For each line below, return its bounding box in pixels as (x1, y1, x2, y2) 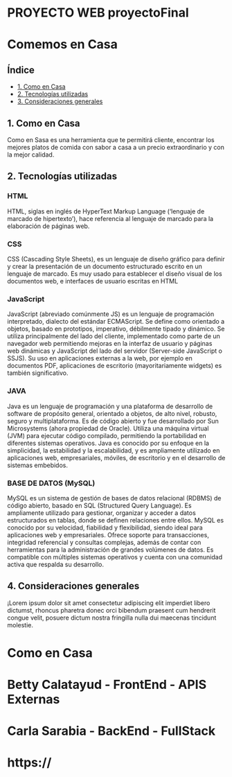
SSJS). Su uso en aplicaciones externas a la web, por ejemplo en (7, 354, 193, 363)
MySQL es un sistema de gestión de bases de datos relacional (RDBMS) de (7, 494, 222, 502)
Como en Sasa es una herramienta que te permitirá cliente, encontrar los (7, 136, 215, 143)
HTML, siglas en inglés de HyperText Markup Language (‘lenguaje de (7, 207, 205, 216)
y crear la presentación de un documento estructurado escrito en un (7, 262, 202, 270)
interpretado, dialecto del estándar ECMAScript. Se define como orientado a (7, 317, 225, 326)
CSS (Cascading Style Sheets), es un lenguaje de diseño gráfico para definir (7, 254, 225, 263)
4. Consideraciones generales (7, 580, 140, 592)
